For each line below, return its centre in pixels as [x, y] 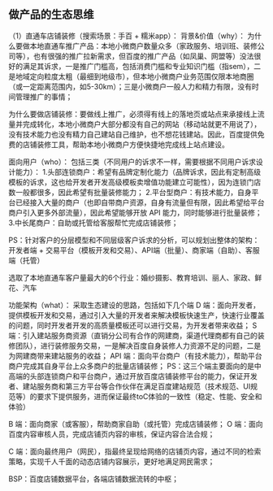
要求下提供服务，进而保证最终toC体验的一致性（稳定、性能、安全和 [149, 396]
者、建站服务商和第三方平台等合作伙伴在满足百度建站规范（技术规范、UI [130, 386]
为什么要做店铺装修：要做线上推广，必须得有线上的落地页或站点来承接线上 [133, 114]
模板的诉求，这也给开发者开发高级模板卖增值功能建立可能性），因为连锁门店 [135, 182]
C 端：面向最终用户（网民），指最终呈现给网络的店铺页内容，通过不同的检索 [135, 451]
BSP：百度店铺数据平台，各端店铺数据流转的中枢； [94, 479]
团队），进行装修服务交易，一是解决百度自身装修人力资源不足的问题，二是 [138, 345]
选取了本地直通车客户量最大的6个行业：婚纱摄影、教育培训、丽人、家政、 [132, 277]
